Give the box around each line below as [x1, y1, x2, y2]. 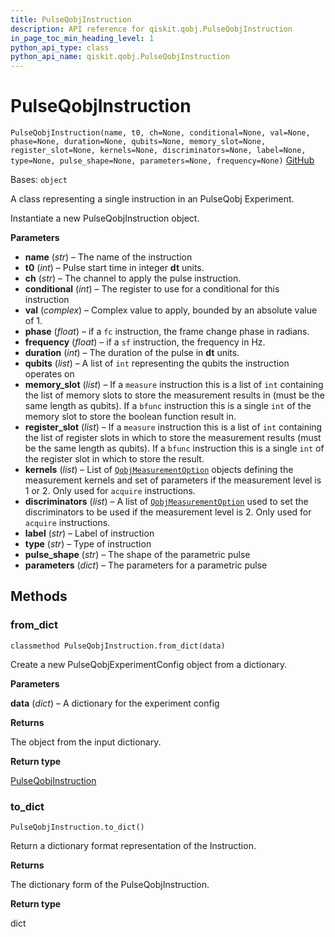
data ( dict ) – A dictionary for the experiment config [10, 697, 220, 709]
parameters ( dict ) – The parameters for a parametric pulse [24, 559, 268, 571]
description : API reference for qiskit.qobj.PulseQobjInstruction [10, 24, 293, 34]
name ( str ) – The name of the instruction [24, 251, 193, 263]
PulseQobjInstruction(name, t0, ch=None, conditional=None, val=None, [10, 128, 311, 138]
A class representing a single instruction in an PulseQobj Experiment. [10, 193, 295, 205]
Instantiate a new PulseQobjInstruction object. [10, 212, 200, 225]
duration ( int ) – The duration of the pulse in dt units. [24, 347, 240, 359]
